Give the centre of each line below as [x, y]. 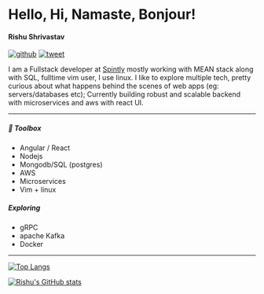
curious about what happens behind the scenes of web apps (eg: [114, 86]
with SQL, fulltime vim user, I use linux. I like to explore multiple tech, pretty [130, 78]
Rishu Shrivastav [37, 36]
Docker [31, 244]
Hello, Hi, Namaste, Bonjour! [102, 15]
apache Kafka [42, 236]
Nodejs [31, 156]
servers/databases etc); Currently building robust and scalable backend [125, 94]
